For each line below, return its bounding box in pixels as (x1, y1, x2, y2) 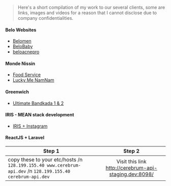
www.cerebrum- (46, 163, 81, 168)
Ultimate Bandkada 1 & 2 (12, 100, 64, 106)
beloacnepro (12, 49, 40, 55)
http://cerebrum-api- (105, 165, 158, 172)
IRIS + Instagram (12, 123, 48, 129)
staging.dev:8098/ (109, 171, 154, 178)
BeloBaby (12, 43, 33, 50)
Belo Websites (5, 26, 37, 33)
